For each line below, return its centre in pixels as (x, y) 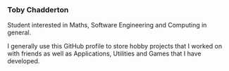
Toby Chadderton (38, 10)
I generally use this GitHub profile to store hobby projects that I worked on (115, 46)
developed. (24, 61)
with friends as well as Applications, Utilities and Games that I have (104, 53)
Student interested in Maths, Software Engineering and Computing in (107, 25)
